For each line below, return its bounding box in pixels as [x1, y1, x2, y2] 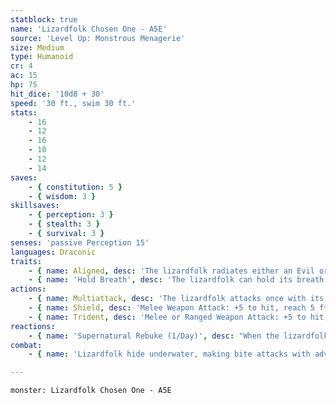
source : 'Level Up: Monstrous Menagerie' [10, 33, 186, 43]
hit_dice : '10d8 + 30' [10, 89, 105, 99]
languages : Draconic [10, 247, 97, 257]
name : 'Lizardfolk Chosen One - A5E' [10, 24, 168, 34]
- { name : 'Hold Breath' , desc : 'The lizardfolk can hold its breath [28, 275, 325, 285]
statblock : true [10, 14, 78, 25]
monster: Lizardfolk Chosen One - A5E [10, 386, 172, 396]
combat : [10, 340, 43, 350]
